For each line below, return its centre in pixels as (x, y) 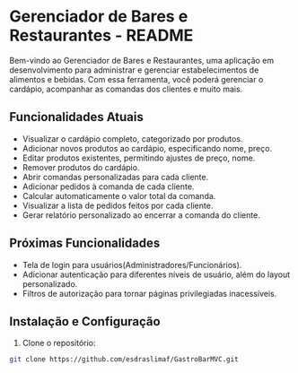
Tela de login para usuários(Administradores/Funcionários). (132, 265)
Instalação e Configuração (85, 321)
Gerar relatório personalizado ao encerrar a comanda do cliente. (141, 215)
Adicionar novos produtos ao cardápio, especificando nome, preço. (147, 148)
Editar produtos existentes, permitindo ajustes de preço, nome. (139, 158)
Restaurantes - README (101, 35)
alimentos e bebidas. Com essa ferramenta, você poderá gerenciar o (136, 79)
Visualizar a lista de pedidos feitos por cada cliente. (118, 205)
